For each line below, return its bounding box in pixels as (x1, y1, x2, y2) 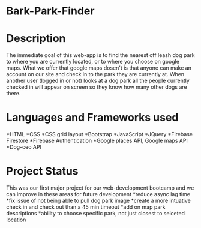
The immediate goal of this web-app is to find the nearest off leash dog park (6, 52, 195, 59)
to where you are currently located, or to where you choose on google (6, 58, 180, 65)
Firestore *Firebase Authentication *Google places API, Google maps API (6, 137, 188, 145)
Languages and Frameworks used (6, 111, 179, 124)
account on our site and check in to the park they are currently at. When (6, 71, 185, 78)
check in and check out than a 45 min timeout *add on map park (6, 203, 166, 211)
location (6, 216, 26, 223)
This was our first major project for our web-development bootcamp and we (6, 184, 194, 191)
